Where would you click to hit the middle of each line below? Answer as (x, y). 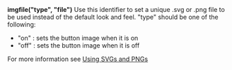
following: (22, 24)
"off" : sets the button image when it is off (79, 45)
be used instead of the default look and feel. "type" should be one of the (113, 17)
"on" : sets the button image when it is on (78, 38)
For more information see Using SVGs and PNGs (78, 59)
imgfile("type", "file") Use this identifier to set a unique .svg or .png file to (116, 10)
